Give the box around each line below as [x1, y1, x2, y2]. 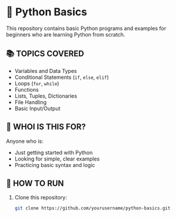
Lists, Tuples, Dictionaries [14, 92, 78, 99]
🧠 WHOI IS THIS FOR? [6, 122, 87, 132]
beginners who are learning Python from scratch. [6, 31, 125, 38]
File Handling [14, 98, 47, 105]
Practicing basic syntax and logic [14, 161, 95, 168]
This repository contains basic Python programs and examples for [6, 25, 167, 32]
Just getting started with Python [14, 149, 93, 156]
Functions [14, 86, 39, 93]
